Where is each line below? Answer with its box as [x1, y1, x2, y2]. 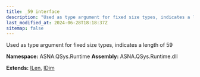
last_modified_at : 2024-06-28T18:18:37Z [6, 20, 108, 25]
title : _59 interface [6, 8, 60, 15]
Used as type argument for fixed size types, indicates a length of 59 [6, 41, 173, 49]
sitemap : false [6, 25, 44, 31]
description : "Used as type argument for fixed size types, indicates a [6, 14, 190, 20]
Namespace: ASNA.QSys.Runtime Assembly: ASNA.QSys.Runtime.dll [6, 53, 178, 60]
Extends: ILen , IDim [6, 65, 55, 72]
